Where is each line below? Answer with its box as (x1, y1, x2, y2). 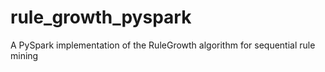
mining (10, 49, 39, 61)
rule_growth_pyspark (10, 6, 192, 29)
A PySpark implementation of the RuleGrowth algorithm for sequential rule (10, 39, 316, 51)
